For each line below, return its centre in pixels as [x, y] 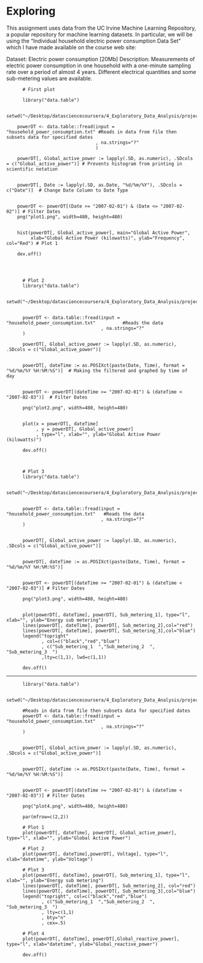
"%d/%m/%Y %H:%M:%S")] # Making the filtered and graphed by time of [97, 371]
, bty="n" [54, 918]
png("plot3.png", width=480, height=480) [75, 599]
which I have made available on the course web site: [71, 47]
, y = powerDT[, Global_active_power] [85, 429]
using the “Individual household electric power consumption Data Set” [94, 41]
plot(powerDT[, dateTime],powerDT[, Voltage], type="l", [95, 854]
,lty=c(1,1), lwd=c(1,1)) [74, 657]
